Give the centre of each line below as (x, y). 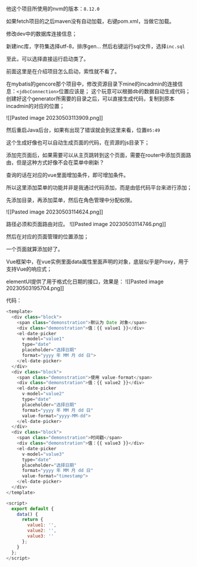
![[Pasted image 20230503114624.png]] (55, 212)
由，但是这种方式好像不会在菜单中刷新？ (55, 162)
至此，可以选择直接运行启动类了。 (47, 59)
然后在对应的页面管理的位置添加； (47, 237)
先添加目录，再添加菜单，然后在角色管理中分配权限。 (71, 200)
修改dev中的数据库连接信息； (42, 34)
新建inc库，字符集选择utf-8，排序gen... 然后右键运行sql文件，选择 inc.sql (96, 46)
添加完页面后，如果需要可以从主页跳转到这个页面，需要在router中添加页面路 (99, 155)
